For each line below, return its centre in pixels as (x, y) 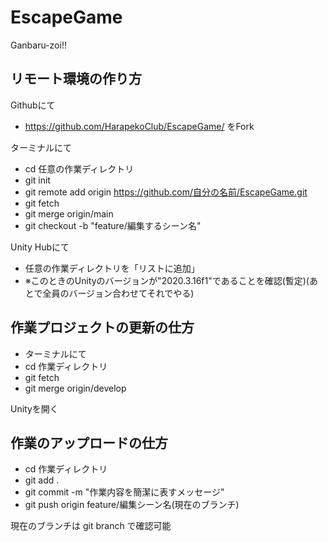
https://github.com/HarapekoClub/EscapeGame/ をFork (139, 126)
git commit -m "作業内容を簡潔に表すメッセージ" (124, 492)
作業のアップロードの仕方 (89, 442)
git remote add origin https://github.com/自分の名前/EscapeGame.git (166, 192)
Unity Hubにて (40, 247)
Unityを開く (34, 408)
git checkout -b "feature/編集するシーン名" (113, 225)
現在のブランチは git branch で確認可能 (91, 526)
